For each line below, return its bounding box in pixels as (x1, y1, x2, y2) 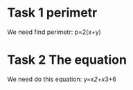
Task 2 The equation (7, 52, 127, 68)
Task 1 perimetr (7, 5, 98, 21)
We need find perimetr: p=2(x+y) (7, 28, 102, 36)
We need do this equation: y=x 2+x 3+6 (7, 75, 116, 83)
